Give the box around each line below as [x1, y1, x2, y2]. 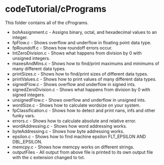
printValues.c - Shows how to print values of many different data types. [12, 76, 157, 82]
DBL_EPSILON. [12, 138, 43, 144]
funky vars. [12, 112, 35, 118]
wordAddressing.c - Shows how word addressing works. [12, 123, 127, 129]
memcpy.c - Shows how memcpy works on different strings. [12, 144, 135, 150]
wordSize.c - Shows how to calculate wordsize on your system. [12, 102, 141, 108]
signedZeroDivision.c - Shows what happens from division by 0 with [12, 86, 151, 92]
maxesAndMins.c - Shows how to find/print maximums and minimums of [12, 60, 160, 66]
